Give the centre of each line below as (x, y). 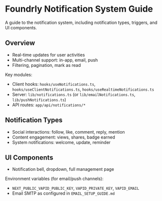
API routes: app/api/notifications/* (49, 105)
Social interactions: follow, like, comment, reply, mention (68, 132)
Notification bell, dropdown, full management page (63, 169)
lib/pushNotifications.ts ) (39, 100)
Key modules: (19, 75)
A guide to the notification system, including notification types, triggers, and (81, 22)
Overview (20, 43)
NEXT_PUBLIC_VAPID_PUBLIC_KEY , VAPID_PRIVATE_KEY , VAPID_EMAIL (76, 188)
